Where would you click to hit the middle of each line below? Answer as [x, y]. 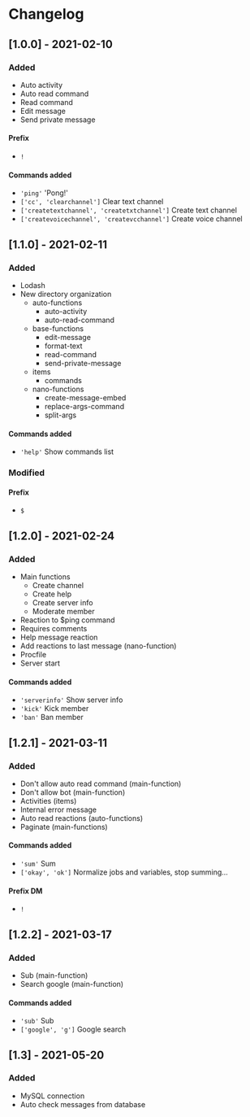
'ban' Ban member [52, 718]
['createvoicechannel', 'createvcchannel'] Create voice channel [131, 219]
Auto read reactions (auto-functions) [82, 818]
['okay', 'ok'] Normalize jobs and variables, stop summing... [124, 872]
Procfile [33, 654]
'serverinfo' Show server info [71, 700]
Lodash [33, 285]
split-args [60, 415]
